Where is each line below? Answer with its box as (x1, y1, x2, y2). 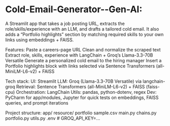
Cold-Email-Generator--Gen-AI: (5, 4, 143, 15)
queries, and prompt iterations (5, 99, 69, 106)
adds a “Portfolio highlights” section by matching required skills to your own (5, 31, 164, 37)
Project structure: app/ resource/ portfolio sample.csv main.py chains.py (5, 110, 157, 116)
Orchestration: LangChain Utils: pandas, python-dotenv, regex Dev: (16, 89, 157, 95)
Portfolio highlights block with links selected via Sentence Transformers (5, 63, 155, 69)
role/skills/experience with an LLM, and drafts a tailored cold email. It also (5, 26, 159, 32)
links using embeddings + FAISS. (5, 37, 74, 43)
